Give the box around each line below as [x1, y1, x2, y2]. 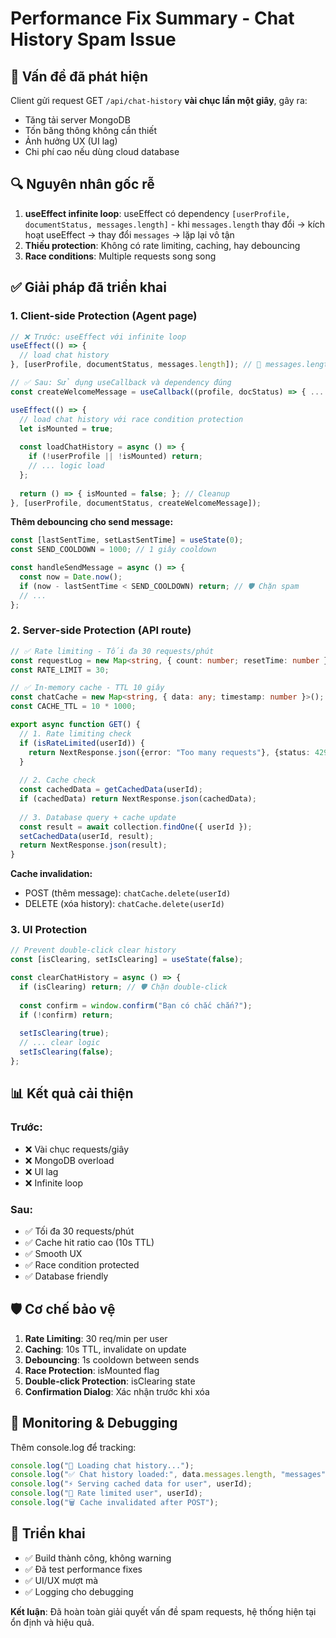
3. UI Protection [10, 923, 88, 937]
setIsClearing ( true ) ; [19, 1028, 110, 1039]
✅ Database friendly [24, 1270, 109, 1282]
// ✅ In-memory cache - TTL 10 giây [10, 683, 165, 693]
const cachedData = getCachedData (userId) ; [19, 785, 203, 795]
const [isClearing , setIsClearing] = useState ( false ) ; [10, 955, 244, 965]
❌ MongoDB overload [24, 1154, 115, 1166]
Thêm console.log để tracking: [10, 1441, 137, 1453]
